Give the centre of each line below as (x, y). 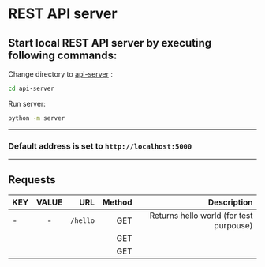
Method (117, 202)
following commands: (63, 55)
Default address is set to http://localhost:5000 (100, 145)
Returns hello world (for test (201, 216)
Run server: (27, 103)
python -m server (37, 118)
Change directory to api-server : (60, 74)
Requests (32, 180)
